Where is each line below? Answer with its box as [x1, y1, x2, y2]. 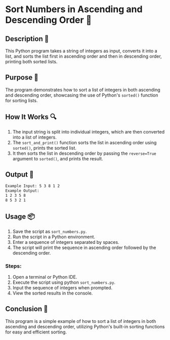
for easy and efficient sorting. [5, 329, 67, 335]
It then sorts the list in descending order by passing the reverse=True [12, 150, 156, 156]
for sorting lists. [5, 97, 38, 103]
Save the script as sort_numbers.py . [12, 228, 87, 234]
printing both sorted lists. [5, 59, 58, 64]
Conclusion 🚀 [5, 305, 48, 313]
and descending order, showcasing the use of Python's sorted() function [5, 92, 158, 98]
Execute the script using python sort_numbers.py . [12, 279, 115, 285]
